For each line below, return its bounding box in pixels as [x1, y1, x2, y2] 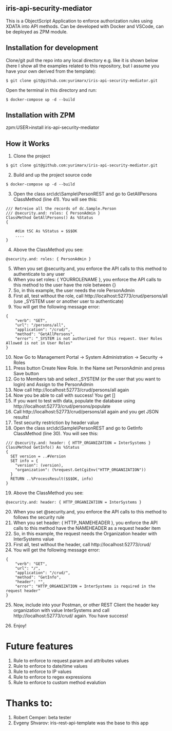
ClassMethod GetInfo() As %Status [6, 445, 80, 450]
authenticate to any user [13, 271, 65, 277]
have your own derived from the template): [6, 68, 97, 74]
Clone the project [13, 153, 50, 159]
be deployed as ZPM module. [6, 28, 68, 35]
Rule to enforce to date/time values [13, 663, 88, 669]
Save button [13, 371, 39, 377]
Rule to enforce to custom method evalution [13, 680, 106, 686]
